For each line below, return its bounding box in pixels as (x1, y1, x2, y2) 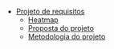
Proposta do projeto (27, 24, 95, 32)
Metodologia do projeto (27, 32, 106, 41)
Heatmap (27, 15, 59, 24)
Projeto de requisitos (15, 7, 85, 16)
